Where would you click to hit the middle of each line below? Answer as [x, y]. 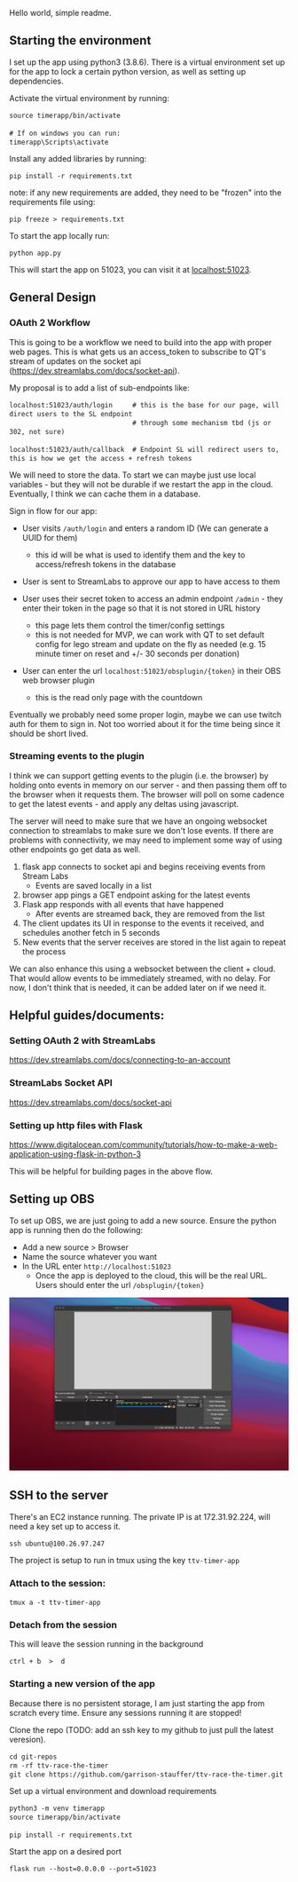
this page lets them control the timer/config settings [130, 625]
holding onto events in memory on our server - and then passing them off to [148, 785]
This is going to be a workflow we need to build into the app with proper [141, 342]
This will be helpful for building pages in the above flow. [111, 1172]
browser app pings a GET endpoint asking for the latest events [136, 895]
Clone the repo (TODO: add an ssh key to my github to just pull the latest [141, 1729]
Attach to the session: [58, 1583]
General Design [53, 298]
